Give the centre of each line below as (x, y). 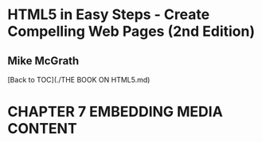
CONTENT (42, 129)
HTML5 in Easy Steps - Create (109, 15)
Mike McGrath (43, 61)
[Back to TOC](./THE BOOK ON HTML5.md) (79, 80)
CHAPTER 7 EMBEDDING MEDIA (115, 112)
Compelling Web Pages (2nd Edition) (131, 31)
